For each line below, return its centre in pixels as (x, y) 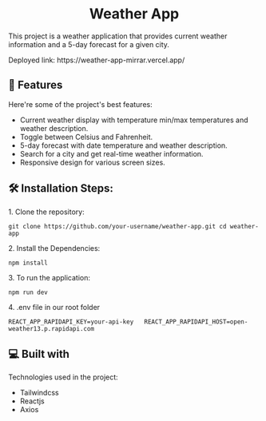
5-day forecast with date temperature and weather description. (123, 145)
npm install (28, 263)
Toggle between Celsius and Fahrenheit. (86, 137)
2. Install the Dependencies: (54, 248)
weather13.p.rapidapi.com (51, 328)
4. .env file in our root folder (54, 307)
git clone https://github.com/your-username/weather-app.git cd (117, 226)
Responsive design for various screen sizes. (92, 162)
